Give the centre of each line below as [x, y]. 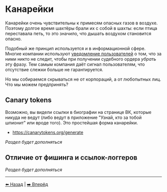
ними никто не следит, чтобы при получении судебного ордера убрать [81, 59]
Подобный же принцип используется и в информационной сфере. [75, 48]
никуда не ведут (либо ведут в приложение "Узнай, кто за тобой [73, 117]
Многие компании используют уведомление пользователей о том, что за [83, 54]
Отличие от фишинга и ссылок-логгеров [71, 158]
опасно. [14, 39]
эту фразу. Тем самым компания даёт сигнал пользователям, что [75, 64]
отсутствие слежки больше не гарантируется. [54, 69]
